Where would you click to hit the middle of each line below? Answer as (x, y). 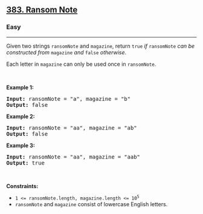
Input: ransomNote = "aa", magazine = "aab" (73, 157)
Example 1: (20, 87)
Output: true (26, 163)
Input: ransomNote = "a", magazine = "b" (69, 99)
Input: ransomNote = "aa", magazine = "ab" (72, 128)
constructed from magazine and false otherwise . (66, 52)
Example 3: (21, 145)
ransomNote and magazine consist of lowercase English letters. (91, 204)
